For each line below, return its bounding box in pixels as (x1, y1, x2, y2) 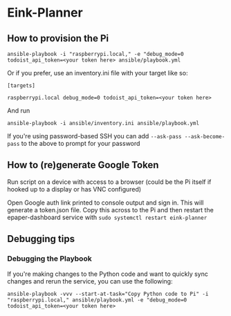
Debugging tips (7, 233, 75, 245)
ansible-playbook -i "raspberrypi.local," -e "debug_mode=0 (7, 50, 185, 57)
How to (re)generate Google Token (7, 159, 159, 171)
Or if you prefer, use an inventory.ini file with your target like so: (7, 69, 188, 77)
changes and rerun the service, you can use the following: (7, 277, 173, 285)
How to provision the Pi (7, 32, 109, 44)
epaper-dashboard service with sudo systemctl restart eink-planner (7, 213, 207, 221)
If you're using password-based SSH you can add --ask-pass (7, 132, 182, 140)
